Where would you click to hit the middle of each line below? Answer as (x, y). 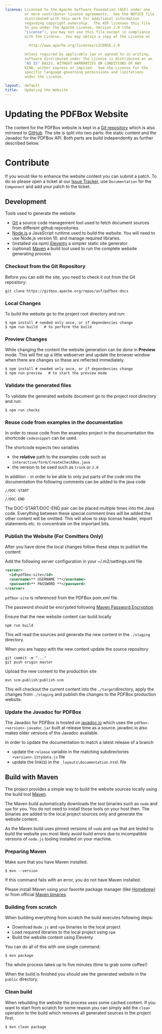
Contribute (27, 163)
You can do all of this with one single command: (53, 947)
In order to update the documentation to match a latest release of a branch (79, 742)
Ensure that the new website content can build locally (58, 616)
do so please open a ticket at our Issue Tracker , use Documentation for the (78, 181)
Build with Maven (32, 777)
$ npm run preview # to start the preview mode (56, 373)
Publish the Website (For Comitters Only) (54, 536)
